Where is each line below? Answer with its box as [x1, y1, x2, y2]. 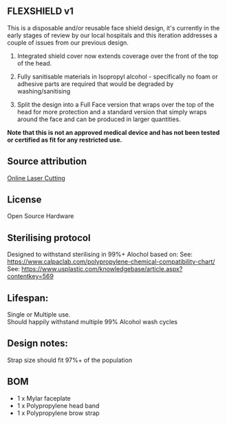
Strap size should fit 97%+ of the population [7, 356, 133, 364]
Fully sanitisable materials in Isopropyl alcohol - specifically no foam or [17, 72, 218, 81]
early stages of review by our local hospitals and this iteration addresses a [7, 31, 218, 39]
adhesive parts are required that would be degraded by [17, 79, 174, 88]
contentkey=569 [7, 272, 54, 281]
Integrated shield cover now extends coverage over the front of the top [17, 52, 219, 60]
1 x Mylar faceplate [17, 394, 71, 402]
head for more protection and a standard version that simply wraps [17, 107, 207, 116]
